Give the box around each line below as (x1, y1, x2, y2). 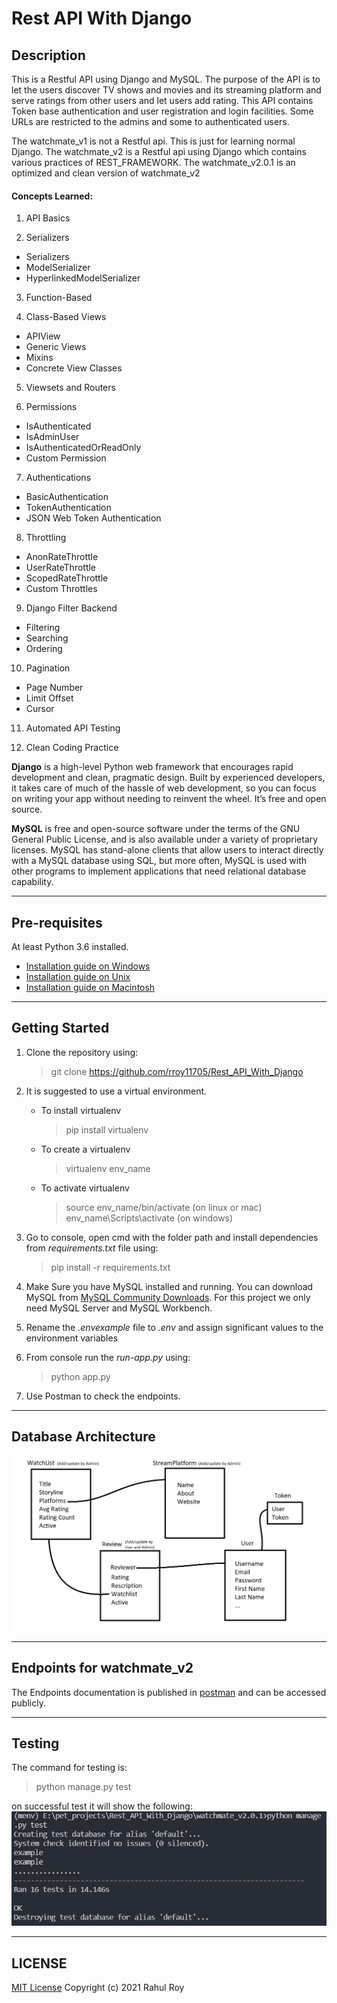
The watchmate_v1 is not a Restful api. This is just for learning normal (11, 135, 296, 147)
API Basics (25, 212, 71, 224)
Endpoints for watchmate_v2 (11, 1660, 194, 1677)
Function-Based (25, 292, 93, 304)
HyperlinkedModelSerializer (25, 272, 141, 284)
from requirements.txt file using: (25, 1242, 159, 1254)
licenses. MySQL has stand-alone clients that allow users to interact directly (11, 844, 324, 856)
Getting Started (11, 1020, 110, 1037)
